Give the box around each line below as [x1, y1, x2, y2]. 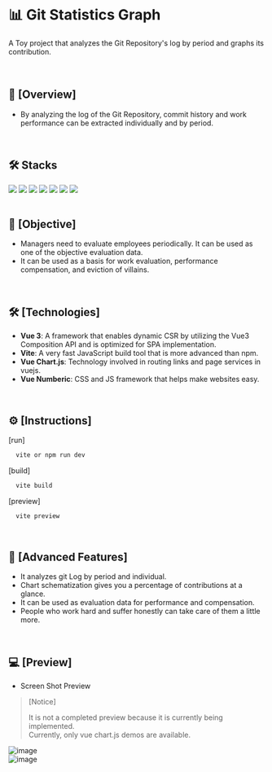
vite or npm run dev [15, 451, 86, 459]
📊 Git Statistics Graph [8, 6, 161, 24]
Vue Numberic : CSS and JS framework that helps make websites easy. [20, 375, 260, 384]
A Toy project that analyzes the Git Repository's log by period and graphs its [8, 37, 265, 48]
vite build [15, 481, 53, 489]
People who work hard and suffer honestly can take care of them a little [20, 607, 261, 616]
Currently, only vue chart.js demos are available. [28, 730, 191, 740]
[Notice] [28, 697, 57, 707]
